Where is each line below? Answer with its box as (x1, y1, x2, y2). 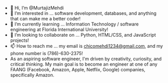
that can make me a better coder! (10, 16, 81, 21)
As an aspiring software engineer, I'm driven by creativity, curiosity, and (10, 56, 162, 62)
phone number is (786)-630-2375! (10, 50, 83, 56)
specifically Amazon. (10, 72, 55, 78)
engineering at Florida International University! (10, 26, 109, 33)
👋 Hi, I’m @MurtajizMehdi (10, 5, 64, 11)
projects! (10, 37, 29, 43)
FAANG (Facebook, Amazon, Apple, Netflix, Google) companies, (10, 67, 145, 72)
